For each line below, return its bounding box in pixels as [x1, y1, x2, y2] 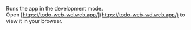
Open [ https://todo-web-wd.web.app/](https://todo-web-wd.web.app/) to [6, 11, 185, 18]
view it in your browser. [6, 18, 63, 24]
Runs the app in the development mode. [6, 5, 103, 12]
